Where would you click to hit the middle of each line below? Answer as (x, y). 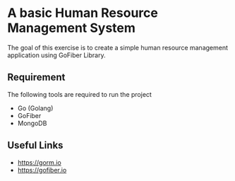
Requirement (36, 77)
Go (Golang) (35, 108)
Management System (72, 28)
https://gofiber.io (42, 170)
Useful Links (35, 145)
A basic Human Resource (83, 13)
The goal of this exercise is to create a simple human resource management (117, 47)
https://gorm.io (39, 162)
